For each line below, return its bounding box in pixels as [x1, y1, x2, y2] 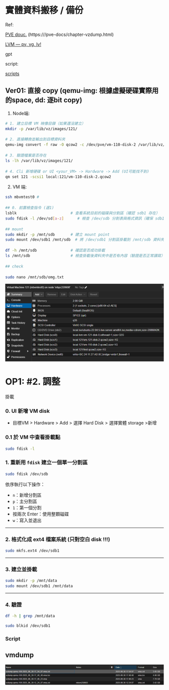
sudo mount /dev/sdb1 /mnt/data [5, 583, 73, 589]
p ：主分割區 [12, 498, 37, 504]
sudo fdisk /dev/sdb [5, 471, 49, 476]
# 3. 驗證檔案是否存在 [5, 153, 47, 158]
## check [5, 263, 24, 269]
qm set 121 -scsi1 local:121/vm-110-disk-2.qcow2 [5, 174, 112, 179]
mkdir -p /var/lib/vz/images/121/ [5, 126, 78, 131]
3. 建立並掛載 [5, 566, 37, 573]
